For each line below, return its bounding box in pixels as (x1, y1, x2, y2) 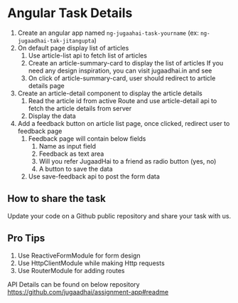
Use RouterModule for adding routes (17, 266, 125, 275)
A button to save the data (38, 164, 113, 173)
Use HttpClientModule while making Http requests (17, 258, 165, 267)
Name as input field (38, 142, 97, 150)
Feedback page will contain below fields (28, 134, 146, 143)
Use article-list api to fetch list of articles (28, 51, 148, 60)
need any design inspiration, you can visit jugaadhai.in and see (28, 66, 212, 75)
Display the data (28, 112, 76, 120)
